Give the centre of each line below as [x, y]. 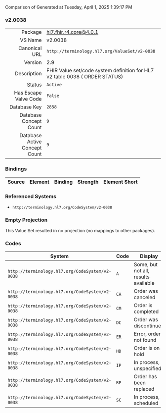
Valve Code [28, 99]
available [144, 283]
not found [145, 340]
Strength [88, 182]
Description [28, 74]
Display [149, 256]
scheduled [146, 403]
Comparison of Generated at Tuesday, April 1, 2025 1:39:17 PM [69, 7]
